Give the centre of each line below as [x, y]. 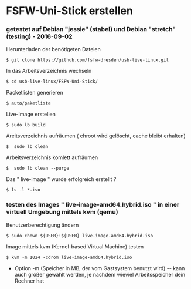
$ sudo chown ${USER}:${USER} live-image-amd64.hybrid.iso [80, 236]
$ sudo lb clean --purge [37, 169]
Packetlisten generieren [35, 93]
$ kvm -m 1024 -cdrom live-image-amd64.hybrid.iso [69, 257]
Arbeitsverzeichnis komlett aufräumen [52, 157]
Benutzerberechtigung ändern [42, 225]
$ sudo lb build [26, 125]
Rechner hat [29, 281]
